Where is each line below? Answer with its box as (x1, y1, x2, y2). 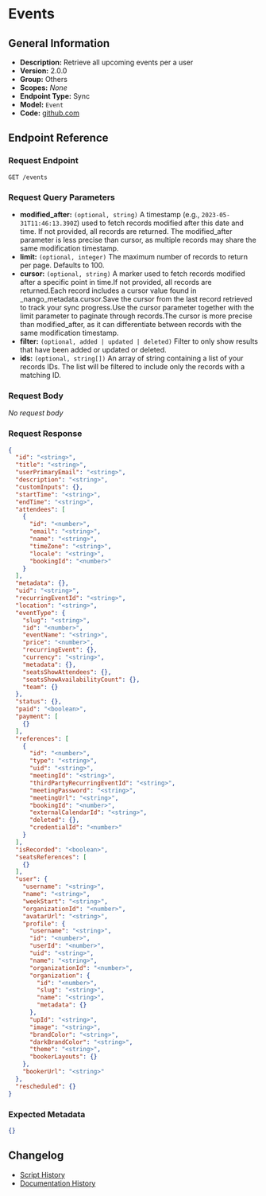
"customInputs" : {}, (15, 483, 83, 491)
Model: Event (19, 100, 64, 109)
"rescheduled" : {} (15, 1082, 77, 1090)
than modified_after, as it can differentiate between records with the (19, 319, 242, 329)
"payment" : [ (15, 713, 59, 721)
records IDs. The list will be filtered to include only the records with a (19, 361, 245, 371)
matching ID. (19, 370, 62, 380)
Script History (19, 1170, 66, 1179)
